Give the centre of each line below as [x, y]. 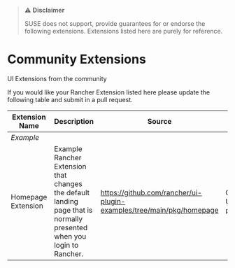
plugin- [113, 201]
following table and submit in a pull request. [70, 99]
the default [71, 192]
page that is [73, 210]
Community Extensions [77, 59]
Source [159, 121]
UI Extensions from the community [57, 78]
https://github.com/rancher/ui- [151, 192]
